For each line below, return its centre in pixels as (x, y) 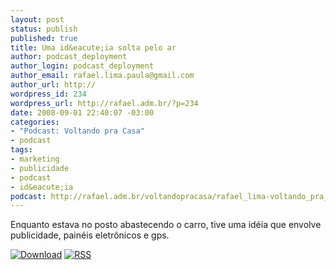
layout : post (37, 19)
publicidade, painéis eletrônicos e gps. (90, 235)
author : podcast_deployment (69, 57)
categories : (35, 122)
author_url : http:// (53, 85)
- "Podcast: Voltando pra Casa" (77, 131)
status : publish (44, 29)
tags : (21, 150)
